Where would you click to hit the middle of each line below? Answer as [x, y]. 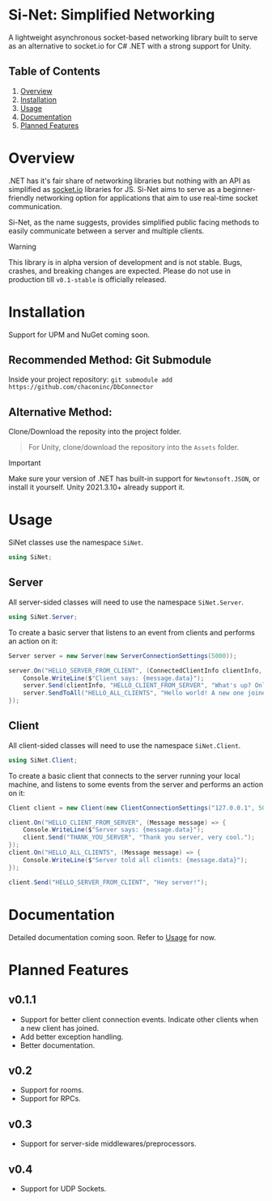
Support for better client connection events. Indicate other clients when [139, 1019]
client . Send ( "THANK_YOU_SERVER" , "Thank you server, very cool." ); [139, 838]
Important [25, 463]
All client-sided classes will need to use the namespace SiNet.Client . [125, 745]
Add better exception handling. [72, 1036]
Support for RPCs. [50, 1099]
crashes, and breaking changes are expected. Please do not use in [119, 271]
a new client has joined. [59, 1028]
